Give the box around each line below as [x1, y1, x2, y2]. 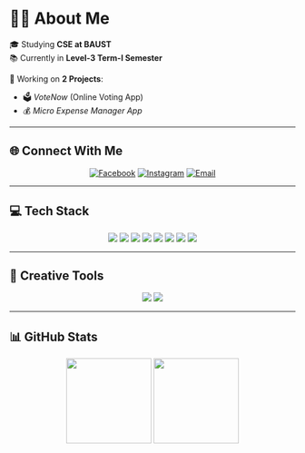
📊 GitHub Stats [9, 329, 98, 344]
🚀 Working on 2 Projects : [9, 73, 104, 84]
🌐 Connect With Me [9, 143, 123, 159]
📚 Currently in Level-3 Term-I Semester [9, 52, 163, 63]
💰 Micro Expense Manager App [22, 104, 143, 116]
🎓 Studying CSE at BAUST [9, 38, 112, 49]
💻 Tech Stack [9, 203, 90, 219]
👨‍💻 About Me [9, 8, 111, 29]
